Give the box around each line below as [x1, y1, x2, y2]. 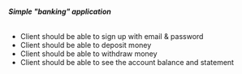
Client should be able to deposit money [19, 41, 152, 50]
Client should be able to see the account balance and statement [19, 58, 234, 67]
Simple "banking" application [8, 7, 111, 16]
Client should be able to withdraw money [19, 49, 158, 59]
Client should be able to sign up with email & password [19, 32, 204, 41]
